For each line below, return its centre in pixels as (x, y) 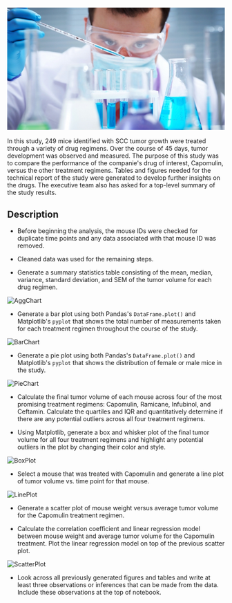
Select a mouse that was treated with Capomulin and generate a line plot (120, 474)
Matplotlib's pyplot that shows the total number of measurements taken (119, 322)
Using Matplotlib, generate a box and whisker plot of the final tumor (113, 432)
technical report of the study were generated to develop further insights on (114, 178)
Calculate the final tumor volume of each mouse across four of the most (119, 397)
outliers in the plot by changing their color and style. (91, 447)
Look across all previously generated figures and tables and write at (114, 577)
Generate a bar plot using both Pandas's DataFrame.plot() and (106, 314)
